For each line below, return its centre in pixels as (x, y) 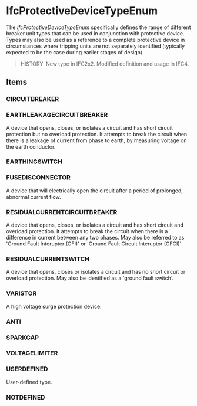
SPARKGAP (23, 338)
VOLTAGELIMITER (32, 353)
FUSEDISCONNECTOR (38, 178)
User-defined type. (29, 382)
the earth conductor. (31, 146)
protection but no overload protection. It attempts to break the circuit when (97, 134)
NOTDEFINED (26, 397)
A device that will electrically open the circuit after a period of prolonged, (95, 191)
